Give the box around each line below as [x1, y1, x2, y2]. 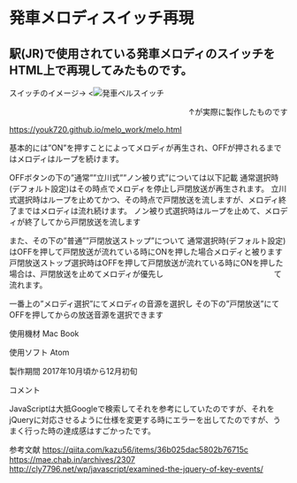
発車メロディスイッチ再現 [9, 8, 194, 28]
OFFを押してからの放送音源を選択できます [9, 310, 164, 319]
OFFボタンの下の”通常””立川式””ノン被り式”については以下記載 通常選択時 [9, 172, 279, 182]
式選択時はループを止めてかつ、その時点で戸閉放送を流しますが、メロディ [9, 195, 279, 204]
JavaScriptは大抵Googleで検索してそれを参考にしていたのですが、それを [9, 403, 276, 414]
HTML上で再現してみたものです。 [9, 63, 193, 78]
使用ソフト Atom [9, 347, 70, 357]
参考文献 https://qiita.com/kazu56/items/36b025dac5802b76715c [9, 444, 249, 455]
